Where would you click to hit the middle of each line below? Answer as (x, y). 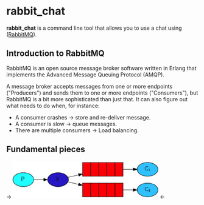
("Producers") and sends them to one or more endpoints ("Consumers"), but (102, 93)
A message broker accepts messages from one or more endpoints (90, 86)
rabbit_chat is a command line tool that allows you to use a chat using (94, 28)
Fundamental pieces (46, 150)
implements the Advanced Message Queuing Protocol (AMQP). (85, 75)
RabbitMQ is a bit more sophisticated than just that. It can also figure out (97, 99)
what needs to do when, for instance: (53, 106)
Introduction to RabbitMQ (55, 54)
